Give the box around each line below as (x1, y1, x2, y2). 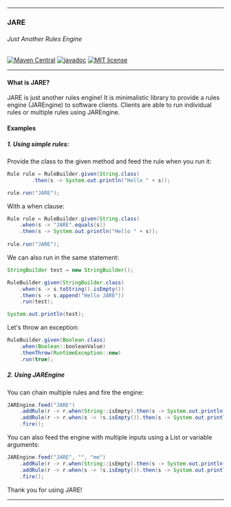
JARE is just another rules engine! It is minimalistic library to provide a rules (7, 94, 220, 102)
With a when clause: (7, 201, 65, 210)
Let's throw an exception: (7, 324, 79, 332)
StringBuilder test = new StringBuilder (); (7, 266, 134, 273)
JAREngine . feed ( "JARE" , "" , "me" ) (7, 454, 107, 461)
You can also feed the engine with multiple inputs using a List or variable (7, 433, 212, 441)
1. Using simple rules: (7, 139, 69, 148)
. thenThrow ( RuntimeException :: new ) (19, 349, 122, 356)
